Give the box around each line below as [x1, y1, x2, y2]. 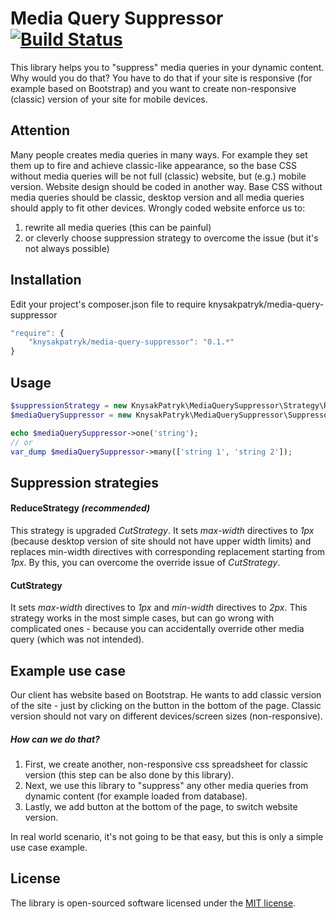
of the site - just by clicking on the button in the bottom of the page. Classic [10, 699, 322, 711]
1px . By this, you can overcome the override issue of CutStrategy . [10, 556, 281, 568]
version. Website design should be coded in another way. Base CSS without [10, 180, 323, 192]
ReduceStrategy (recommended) [10, 502, 151, 514]
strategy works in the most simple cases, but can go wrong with [10, 612, 275, 624]
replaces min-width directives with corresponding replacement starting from [10, 545, 326, 557]
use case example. [10, 841, 88, 853]
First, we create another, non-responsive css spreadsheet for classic [24, 758, 309, 770]
